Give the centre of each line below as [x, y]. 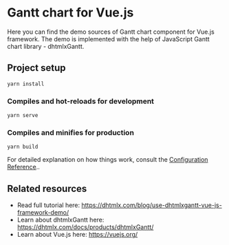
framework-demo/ [43, 213]
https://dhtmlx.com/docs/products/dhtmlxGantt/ [85, 227]
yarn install [26, 84]
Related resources [47, 188]
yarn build [23, 147]
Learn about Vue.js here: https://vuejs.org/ [77, 235]
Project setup [37, 68]
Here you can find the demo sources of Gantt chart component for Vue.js [111, 32]
